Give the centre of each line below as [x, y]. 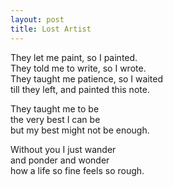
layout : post [37, 19]
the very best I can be [55, 119]
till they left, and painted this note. [80, 89]
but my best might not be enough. [80, 130]
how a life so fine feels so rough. [77, 170]
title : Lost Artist [51, 29]
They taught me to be [55, 108]
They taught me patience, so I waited [86, 78]
